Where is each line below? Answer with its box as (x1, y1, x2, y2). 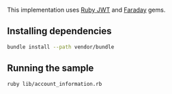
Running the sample (7, 63, 94, 74)
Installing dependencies (7, 25, 112, 37)
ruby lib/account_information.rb (7, 80, 102, 87)
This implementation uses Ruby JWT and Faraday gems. (7, 6, 166, 14)
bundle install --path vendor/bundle (7, 44, 115, 50)
